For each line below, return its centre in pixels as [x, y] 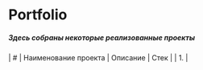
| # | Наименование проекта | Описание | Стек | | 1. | [98, 58]
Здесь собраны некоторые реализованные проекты [102, 37]
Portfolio [38, 15]
